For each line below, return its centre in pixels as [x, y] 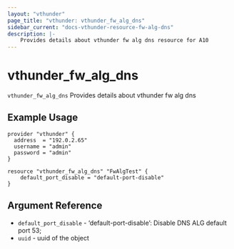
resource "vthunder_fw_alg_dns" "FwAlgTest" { [78, 171]
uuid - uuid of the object [53, 238]
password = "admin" [43, 153]
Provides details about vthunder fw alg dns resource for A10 [115, 41]
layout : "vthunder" [36, 14]
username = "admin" [43, 147]
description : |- [31, 34]
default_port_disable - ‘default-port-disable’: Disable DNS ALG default [122, 223]
